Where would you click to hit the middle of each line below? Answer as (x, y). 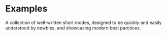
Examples (26, 9)
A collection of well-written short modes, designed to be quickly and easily (83, 22)
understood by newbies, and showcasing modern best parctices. (73, 27)
